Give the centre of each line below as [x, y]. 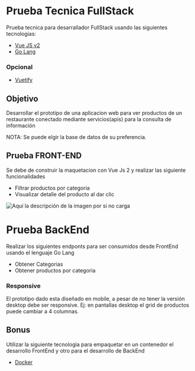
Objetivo [22, 98]
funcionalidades [26, 176]
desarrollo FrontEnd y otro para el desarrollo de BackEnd [76, 350]
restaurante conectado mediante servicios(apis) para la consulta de [89, 120]
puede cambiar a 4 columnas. [42, 312]
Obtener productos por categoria [55, 270]
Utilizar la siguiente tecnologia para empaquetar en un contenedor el [90, 344]
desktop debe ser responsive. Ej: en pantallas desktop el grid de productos [98, 305]
